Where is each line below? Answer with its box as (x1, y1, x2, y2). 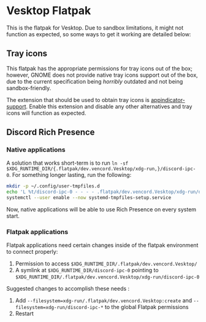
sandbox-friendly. (6, 84, 51, 92)
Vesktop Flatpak (6, 4, 91, 18)
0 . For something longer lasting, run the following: (6, 171, 132, 179)
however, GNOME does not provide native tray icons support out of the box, (6, 71, 198, 79)
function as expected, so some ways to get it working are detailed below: (6, 30, 191, 37)
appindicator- (151, 96, 185, 103)
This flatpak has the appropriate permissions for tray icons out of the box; (6, 65, 193, 72)
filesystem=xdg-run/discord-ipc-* (15, 305, 104, 311)
